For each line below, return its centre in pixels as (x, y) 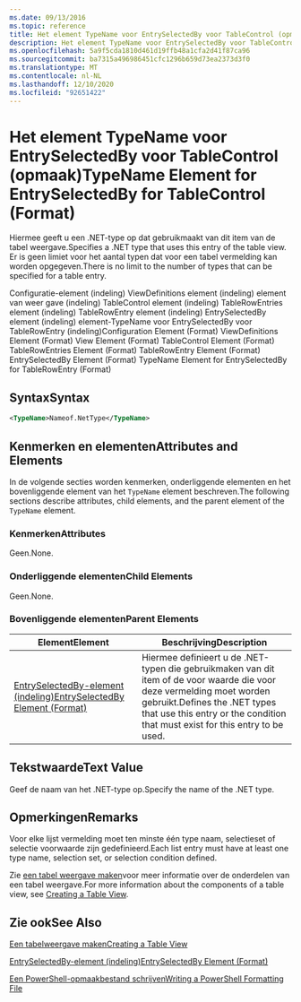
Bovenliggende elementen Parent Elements (104, 619)
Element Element (73, 642)
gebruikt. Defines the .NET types (209, 702)
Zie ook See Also (56, 923)
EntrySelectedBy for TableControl (138, 194)
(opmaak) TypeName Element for (133, 175)
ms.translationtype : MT (54, 68)
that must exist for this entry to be (213, 724)
